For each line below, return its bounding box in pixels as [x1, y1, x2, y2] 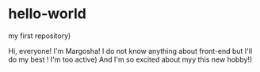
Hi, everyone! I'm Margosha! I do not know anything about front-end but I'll [8, 46, 253, 55]
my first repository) [8, 31, 71, 40]
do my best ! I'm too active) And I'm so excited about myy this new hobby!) [8, 55, 253, 64]
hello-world [8, 5, 87, 23]
